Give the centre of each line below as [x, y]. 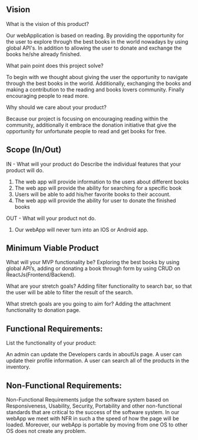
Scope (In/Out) [34, 150]
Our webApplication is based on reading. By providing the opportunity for [95, 35]
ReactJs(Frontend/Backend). [41, 275]
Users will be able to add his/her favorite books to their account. [93, 194]
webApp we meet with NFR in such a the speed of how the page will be [93, 419]
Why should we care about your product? [57, 107]
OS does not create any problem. [46, 431]
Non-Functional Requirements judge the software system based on [88, 400]
